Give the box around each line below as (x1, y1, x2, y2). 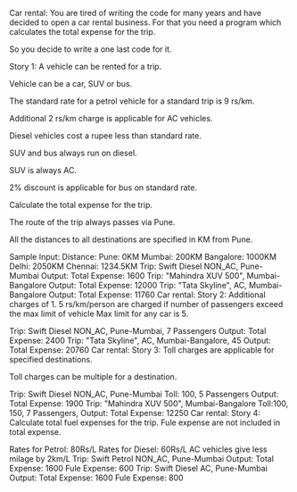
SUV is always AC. (9, 165, 78, 175)
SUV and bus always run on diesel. (9, 147, 137, 158)
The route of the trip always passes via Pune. (9, 217, 176, 227)
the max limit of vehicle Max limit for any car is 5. (9, 308, 189, 319)
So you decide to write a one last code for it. (9, 44, 172, 54)
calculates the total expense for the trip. (9, 27, 156, 37)
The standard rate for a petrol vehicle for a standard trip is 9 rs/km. (9, 96, 255, 106)
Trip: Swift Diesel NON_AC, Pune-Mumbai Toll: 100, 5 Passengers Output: (9, 388, 279, 399)
